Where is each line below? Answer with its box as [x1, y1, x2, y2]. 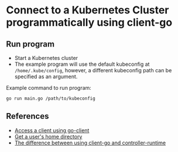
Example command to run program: [6, 84, 92, 91]
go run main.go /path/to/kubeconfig [6, 96, 95, 101]
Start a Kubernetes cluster [14, 55, 78, 61]
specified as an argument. [14, 73, 78, 80]
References [6, 111, 49, 121]
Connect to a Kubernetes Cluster [6, 3, 169, 17]
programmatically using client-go [6, 16, 173, 29]
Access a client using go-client [14, 126, 90, 134]
